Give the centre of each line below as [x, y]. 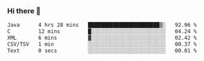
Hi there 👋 [24, 11]
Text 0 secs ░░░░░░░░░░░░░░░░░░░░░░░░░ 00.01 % [102, 51]
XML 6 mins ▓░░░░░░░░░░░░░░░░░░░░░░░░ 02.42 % [102, 38]
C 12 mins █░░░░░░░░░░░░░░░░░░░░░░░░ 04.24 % [102, 32]
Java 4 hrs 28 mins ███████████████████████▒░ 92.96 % [102, 25]
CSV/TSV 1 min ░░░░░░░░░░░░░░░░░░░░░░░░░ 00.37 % [102, 44]
